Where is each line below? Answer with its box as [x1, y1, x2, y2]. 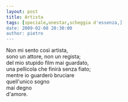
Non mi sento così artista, [6, 47, 68, 54]
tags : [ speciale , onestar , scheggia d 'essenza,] [6, 19, 123, 25]
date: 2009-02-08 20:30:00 [6, 25, 73, 31]
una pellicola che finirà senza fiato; [6, 65, 91, 73]
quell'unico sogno [6, 78, 50, 85]
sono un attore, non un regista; [6, 53, 81, 60]
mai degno [6, 84, 32, 91]
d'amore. [6, 91, 28, 98]
